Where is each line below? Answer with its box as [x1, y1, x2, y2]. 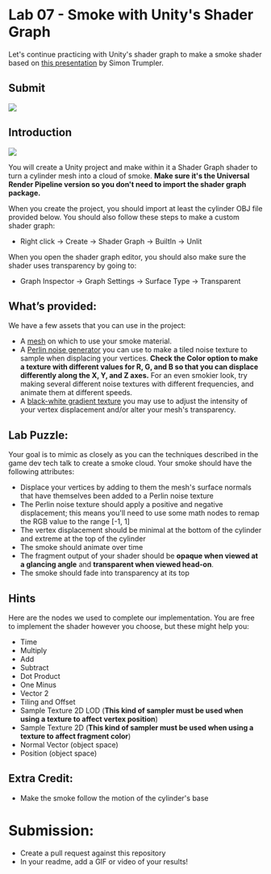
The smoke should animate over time [19, 543, 144, 552]
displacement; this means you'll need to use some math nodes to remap [19, 508, 260, 518]
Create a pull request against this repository [19, 848, 166, 858]
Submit [8, 81, 46, 95]
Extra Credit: [8, 772, 74, 785]
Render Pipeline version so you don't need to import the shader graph [8, 179, 247, 189]
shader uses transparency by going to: [8, 260, 137, 270]
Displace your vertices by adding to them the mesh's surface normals [19, 482, 252, 493]
